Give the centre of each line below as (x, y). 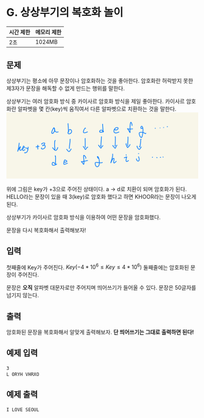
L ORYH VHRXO (23, 374)
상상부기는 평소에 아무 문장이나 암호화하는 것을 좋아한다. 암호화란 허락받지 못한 (100, 81)
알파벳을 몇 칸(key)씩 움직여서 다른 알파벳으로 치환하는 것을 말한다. (97, 109)
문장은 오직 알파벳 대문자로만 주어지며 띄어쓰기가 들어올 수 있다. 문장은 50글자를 (101, 288)
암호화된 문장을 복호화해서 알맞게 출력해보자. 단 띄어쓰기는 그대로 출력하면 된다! (100, 332)
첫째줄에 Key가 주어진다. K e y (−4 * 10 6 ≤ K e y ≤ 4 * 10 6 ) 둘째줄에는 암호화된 (98, 266)
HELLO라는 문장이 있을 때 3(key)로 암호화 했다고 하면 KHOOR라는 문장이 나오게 (101, 197)
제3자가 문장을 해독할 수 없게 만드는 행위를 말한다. (65, 88)
